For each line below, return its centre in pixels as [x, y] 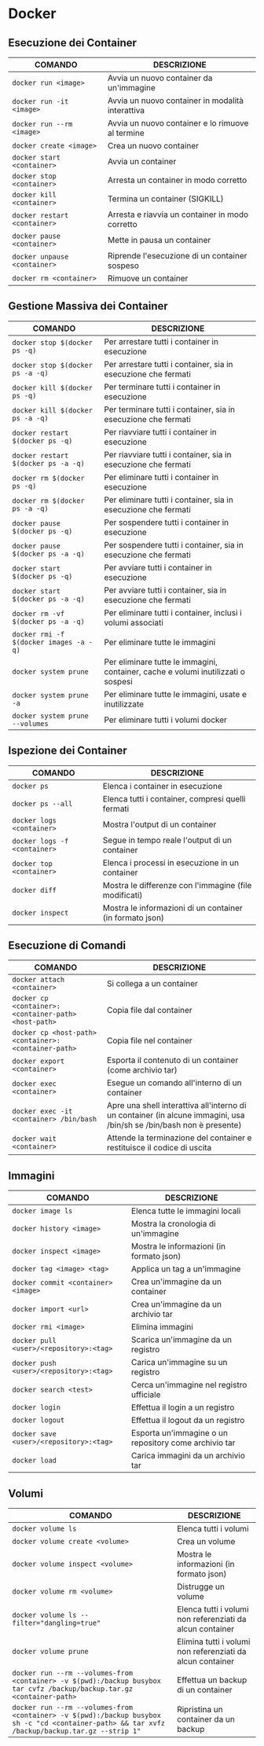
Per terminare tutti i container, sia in [170, 409]
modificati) [123, 895]
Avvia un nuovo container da [160, 78]
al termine [126, 133]
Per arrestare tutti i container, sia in [169, 364]
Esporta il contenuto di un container [172, 1060]
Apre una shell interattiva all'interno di [176, 1106]
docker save [35, 1434]
